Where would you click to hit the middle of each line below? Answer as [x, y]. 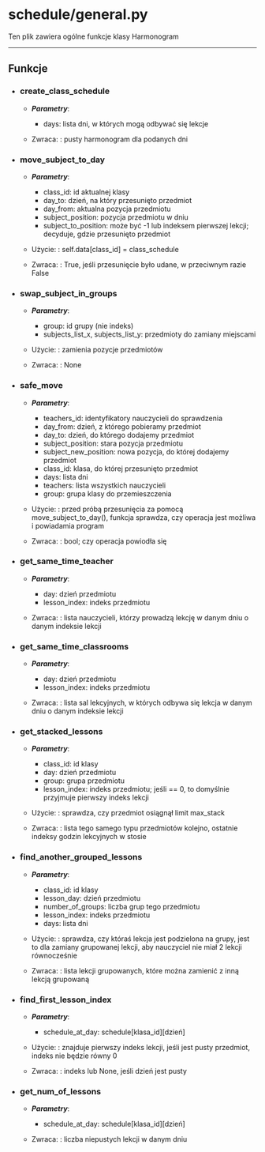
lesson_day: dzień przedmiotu [91, 898]
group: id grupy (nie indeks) [88, 326]
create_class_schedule [65, 91]
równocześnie [54, 955]
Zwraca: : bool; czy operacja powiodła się [99, 541]
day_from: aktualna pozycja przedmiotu [107, 209]
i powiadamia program [68, 525]
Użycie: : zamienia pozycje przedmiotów [97, 350]
